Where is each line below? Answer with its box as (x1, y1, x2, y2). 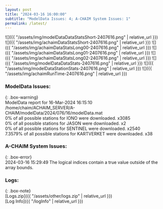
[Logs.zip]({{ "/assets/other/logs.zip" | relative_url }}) (5, 193, 112, 199)
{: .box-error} (5, 154, 32, 160)
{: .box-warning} (5, 94, 38, 100)
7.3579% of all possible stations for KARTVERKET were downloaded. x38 (5, 131, 153, 136)
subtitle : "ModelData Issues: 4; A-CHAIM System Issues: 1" (5, 16, 131, 21)
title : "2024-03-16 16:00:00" (5, 12, 67, 17)
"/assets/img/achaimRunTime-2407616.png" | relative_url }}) (5, 71, 128, 77)
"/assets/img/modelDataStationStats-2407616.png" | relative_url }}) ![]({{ (5, 66, 152, 72)
